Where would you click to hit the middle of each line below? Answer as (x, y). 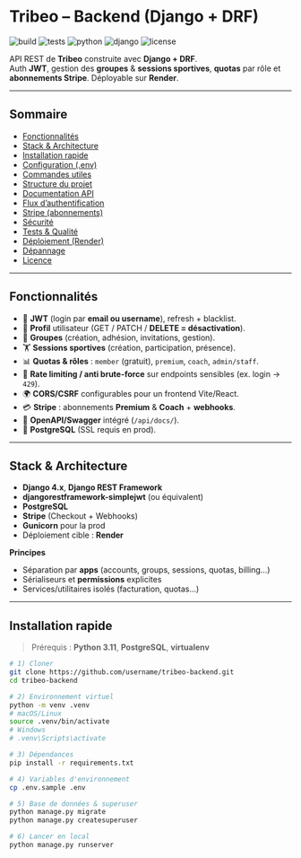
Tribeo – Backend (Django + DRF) (134, 17)
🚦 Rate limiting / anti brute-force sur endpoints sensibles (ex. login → (151, 373)
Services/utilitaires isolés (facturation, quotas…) (111, 589)
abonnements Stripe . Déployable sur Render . (94, 77)
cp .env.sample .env (48, 787)
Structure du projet (57, 184)
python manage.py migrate (57, 812)
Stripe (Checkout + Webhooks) (80, 516)
